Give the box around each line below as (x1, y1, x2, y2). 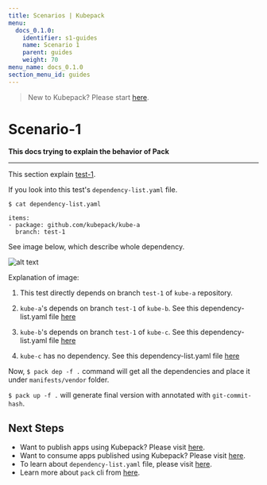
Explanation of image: (8, 272, 79, 282)
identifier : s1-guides (22, 33, 98, 42)
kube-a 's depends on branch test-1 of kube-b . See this (19, 303, 199, 313)
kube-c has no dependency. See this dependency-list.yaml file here (19, 351, 240, 360)
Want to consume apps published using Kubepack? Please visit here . (19, 451, 246, 460)
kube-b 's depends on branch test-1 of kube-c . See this (19, 327, 199, 337)
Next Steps (8, 421, 64, 435)
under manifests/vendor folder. (8, 375, 110, 384)
